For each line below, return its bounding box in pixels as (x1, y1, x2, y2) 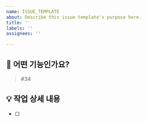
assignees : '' (6, 31, 41, 37)
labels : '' (6, 25, 33, 31)
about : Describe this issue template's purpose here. (6, 14, 142, 20)
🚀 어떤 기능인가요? (6, 59, 70, 69)
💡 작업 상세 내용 (6, 94, 60, 104)
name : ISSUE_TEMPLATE (6, 8, 60, 15)
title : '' (6, 20, 31, 25)
